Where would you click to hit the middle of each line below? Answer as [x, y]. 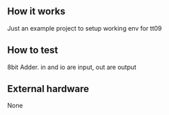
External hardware [48, 89]
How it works [36, 11]
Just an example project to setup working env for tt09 [84, 28]
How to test [32, 51]
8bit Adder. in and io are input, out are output [72, 67]
